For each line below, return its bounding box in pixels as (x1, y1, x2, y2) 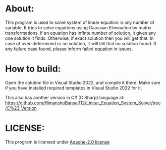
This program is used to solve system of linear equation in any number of (5, 19, 155, 25)
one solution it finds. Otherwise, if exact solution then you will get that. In (5, 35, 154, 41)
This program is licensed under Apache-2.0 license (5, 139, 110, 145)
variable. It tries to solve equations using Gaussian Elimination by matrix (5, 24, 152, 30)
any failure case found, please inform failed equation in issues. (5, 46, 133, 52)
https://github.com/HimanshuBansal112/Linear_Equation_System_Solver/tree (5, 100, 161, 106)
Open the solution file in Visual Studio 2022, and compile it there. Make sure (5, 79, 161, 85)
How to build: (5, 63, 61, 75)
